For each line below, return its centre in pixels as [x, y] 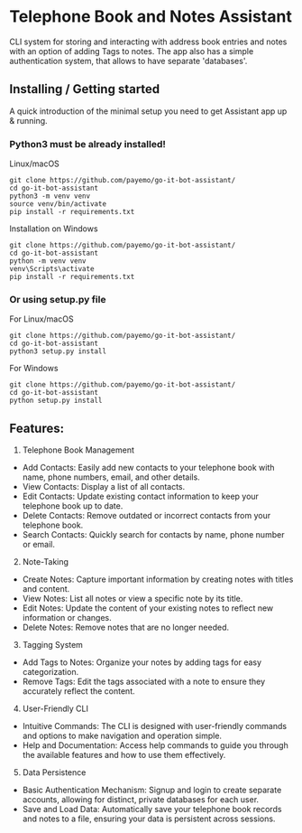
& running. [28, 120]
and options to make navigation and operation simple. [122, 736]
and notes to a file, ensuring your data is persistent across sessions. [149, 819]
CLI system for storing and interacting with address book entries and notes [148, 42]
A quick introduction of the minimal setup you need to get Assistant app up [148, 111]
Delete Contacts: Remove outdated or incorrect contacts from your [146, 516]
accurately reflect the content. [78, 691]
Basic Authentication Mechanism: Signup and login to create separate [152, 790]
